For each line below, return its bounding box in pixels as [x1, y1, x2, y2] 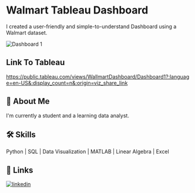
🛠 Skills [6, 130, 36, 140]
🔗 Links [6, 165, 33, 175]
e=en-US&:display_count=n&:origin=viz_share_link [6, 79, 128, 86]
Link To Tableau [6, 57, 65, 67]
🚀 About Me [6, 96, 50, 106]
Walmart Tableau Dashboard [6, 4, 149, 17]
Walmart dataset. [6, 29, 48, 36]
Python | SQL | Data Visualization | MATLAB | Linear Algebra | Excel [6, 148, 169, 155]
